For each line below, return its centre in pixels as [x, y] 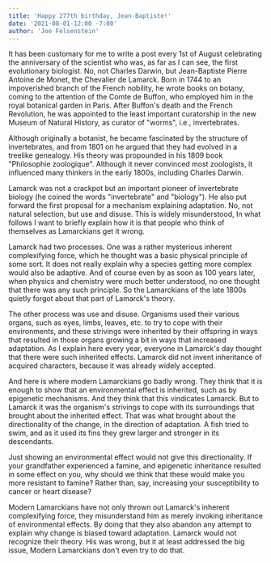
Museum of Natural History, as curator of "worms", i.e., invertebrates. [124, 123]
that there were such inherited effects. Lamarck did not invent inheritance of [135, 358]
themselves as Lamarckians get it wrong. [76, 231]
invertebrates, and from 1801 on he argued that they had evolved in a [123, 147]
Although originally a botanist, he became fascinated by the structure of [128, 138]
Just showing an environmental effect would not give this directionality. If [130, 457]
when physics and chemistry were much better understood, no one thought [134, 281]
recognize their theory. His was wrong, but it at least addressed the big [127, 542]
